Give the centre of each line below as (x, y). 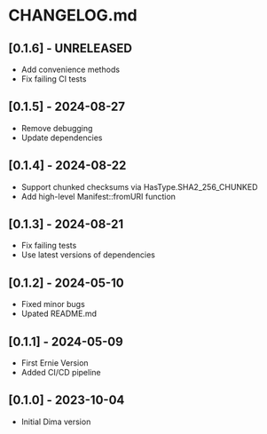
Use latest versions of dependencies (88, 255)
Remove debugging (57, 128)
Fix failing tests (49, 246)
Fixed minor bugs (53, 304)
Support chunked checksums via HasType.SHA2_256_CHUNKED (139, 186)
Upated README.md (59, 314)
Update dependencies (62, 138)
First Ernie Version (55, 363)
